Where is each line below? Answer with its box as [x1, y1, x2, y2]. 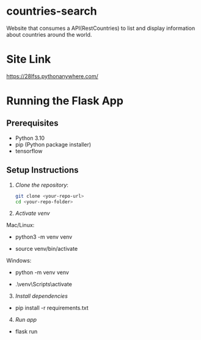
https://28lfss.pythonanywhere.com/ [6, 72, 99, 80]
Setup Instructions [6, 165, 79, 175]
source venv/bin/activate [15, 245, 78, 253]
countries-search [6, 4, 97, 18]
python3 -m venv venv [15, 233, 73, 241]
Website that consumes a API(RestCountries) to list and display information [6, 24, 196, 32]
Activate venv [15, 209, 50, 217]
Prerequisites [6, 118, 59, 129]
